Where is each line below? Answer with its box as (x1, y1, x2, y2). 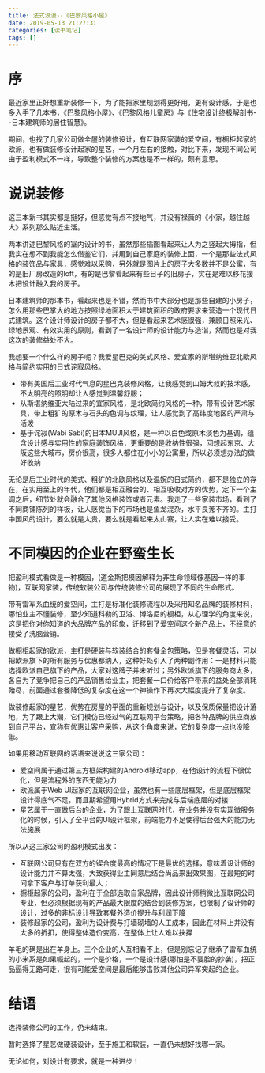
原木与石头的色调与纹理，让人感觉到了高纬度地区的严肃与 (68, 408, 255, 418)
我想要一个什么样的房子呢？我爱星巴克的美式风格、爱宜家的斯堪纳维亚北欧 (8, 352, 250, 362)
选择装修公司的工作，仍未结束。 (8, 1022, 112, 1032)
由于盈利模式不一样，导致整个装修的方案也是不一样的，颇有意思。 (8, 154, 222, 164)
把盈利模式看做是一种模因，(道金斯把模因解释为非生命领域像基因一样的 (8, 573, 239, 582)
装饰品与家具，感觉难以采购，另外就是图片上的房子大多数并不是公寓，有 (21, 259, 257, 269)
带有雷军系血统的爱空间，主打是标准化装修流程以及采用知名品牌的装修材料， (8, 599, 257, 609)
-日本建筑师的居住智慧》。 (8, 118, 91, 127)
